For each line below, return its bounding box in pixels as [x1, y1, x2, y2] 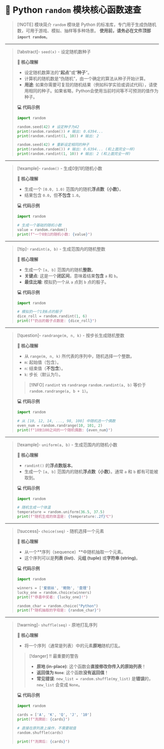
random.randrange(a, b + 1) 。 [29, 388, 91, 394]
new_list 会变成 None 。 [36, 682, 83, 688]
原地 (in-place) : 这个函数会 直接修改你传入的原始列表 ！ [36, 663, 146, 669]
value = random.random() [17, 227, 68, 232]
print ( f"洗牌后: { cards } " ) [17, 739, 70, 744]
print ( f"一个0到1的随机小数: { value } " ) [17, 232, 93, 237]
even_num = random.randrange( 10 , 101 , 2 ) [17, 423, 103, 428]
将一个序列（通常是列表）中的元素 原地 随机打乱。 [24, 643, 123, 649]
